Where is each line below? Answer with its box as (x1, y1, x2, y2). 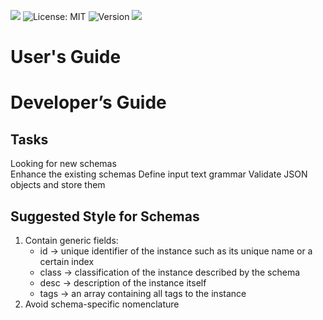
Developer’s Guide (10, 91, 167, 114)
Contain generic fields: (24, 235, 119, 246)
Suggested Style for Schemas (10, 208, 200, 225)
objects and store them (10, 179, 106, 191)
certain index (39, 256, 95, 267)
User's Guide (10, 46, 122, 69)
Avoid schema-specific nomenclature (24, 298, 180, 310)
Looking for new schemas (10, 158, 117, 170)
